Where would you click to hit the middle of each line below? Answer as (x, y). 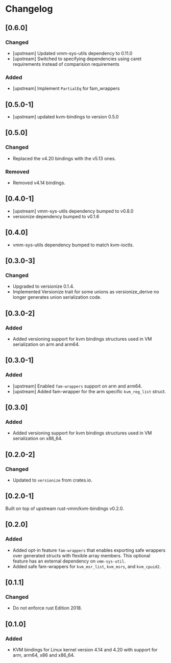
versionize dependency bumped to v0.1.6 (56, 216)
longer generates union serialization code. (57, 297)
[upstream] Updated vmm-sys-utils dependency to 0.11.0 (72, 53)
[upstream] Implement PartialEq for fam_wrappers (66, 88)
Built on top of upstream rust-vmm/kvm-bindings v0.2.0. (65, 508)
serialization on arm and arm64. (46, 344)
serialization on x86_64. (38, 439)
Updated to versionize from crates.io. (53, 480)
